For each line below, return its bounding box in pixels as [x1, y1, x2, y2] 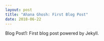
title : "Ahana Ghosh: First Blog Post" [5, 12, 88, 17]
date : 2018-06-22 [5, 16, 41, 21]
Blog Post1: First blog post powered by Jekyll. [5, 30, 99, 36]
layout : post [5, 7, 32, 12]
